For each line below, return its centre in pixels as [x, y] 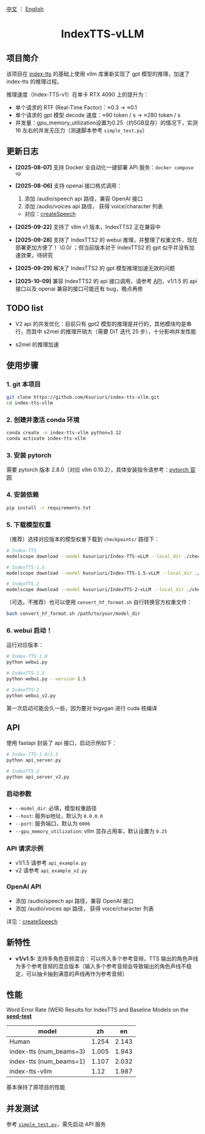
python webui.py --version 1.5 [46, 679]
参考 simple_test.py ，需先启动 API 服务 [56, 1124]
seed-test [19, 1016]
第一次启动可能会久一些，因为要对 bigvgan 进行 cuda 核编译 [82, 708]
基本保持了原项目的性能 [36, 1087]
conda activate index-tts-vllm [46, 438]
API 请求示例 [25, 849]
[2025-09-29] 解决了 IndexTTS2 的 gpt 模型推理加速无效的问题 [95, 268]
